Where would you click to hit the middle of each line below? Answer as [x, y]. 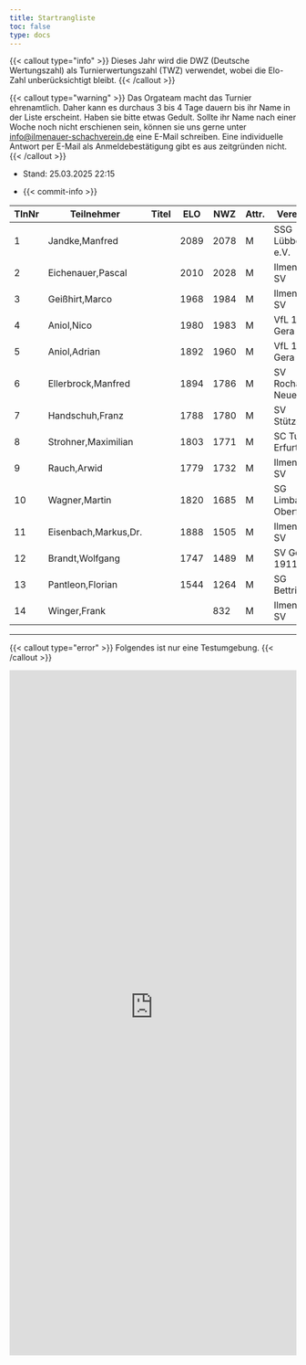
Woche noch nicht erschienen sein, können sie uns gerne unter [128, 127]
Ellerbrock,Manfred [89, 384]
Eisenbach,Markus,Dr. [95, 533]
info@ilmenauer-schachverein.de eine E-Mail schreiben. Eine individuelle [147, 137]
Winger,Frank [77, 611]
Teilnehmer [95, 214]
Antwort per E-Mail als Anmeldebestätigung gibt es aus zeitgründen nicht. [148, 146]
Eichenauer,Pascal [87, 273]
